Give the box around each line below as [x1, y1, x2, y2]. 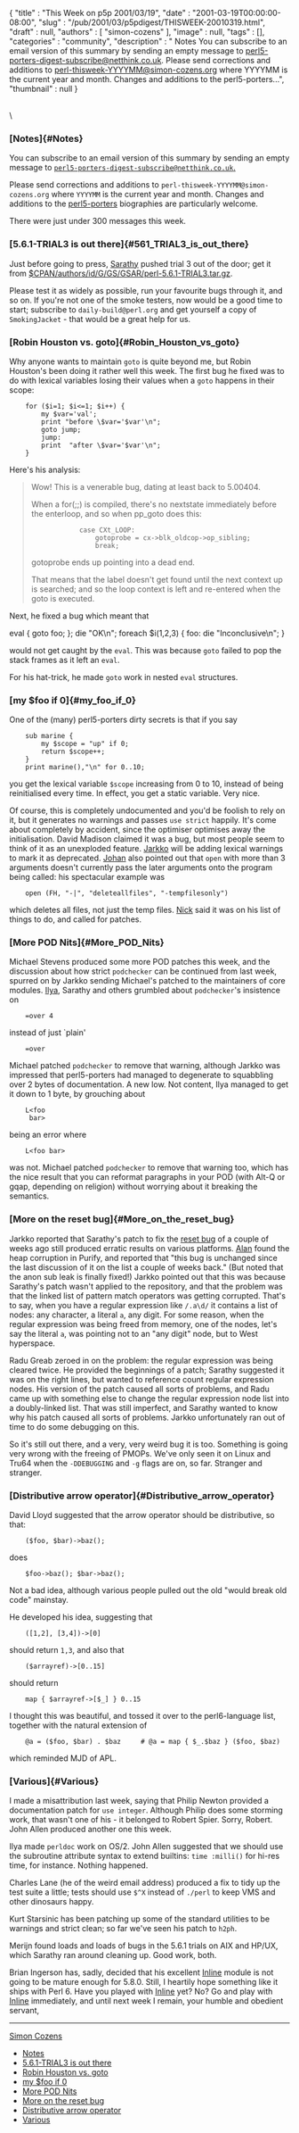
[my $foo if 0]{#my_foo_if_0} [9, 693, 136, 706]
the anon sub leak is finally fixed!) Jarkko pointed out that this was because [9, 1271, 287, 1282]
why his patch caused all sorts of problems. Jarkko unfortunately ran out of [9, 1412, 286, 1423]
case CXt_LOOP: [78, 526, 135, 535]
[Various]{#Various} [9, 1775, 100, 1788]
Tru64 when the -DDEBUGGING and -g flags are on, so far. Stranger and [9, 1457, 263, 1468]
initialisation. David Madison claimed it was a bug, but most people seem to [9, 834, 285, 844]
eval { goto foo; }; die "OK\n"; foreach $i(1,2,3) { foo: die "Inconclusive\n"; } [9, 627, 285, 638]
